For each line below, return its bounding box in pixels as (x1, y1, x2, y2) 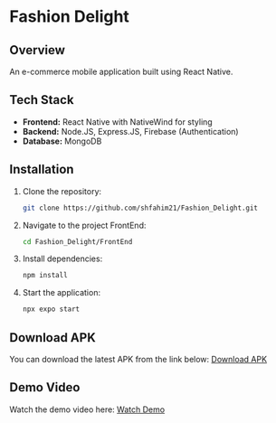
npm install (22, 271, 68, 280)
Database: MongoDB (22, 136, 102, 146)
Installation (9, 162, 74, 177)
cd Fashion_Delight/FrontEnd (22, 237, 133, 246)
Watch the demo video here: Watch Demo (9, 404, 166, 415)
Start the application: (22, 287, 101, 298)
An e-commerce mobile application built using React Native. (9, 66, 233, 77)
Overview (9, 42, 66, 58)
